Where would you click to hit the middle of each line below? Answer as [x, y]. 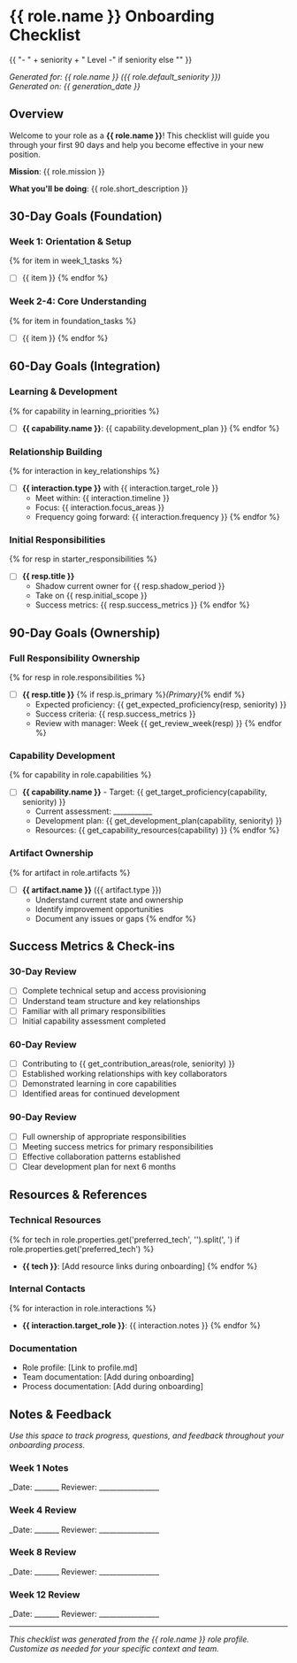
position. [25, 154]
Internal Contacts [47, 1288]
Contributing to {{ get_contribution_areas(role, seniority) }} [129, 1064]
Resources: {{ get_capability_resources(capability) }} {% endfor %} [157, 831]
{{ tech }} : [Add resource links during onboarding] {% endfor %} [140, 1266]
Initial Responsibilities [57, 539]
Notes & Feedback [61, 1414]
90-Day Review [43, 1118]
